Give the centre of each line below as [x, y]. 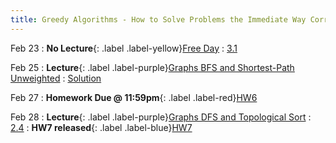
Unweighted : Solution [56, 78]
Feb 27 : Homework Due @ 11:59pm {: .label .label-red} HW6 [134, 97]
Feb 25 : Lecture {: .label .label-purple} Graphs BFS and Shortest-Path [152, 67]
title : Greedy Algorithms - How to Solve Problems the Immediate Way [158, 19]
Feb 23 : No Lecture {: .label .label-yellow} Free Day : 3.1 [124, 48]
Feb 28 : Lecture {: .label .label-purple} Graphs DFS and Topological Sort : [161, 117]
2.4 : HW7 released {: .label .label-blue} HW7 [101, 127]
